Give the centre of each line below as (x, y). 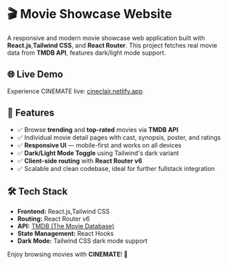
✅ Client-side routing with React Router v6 (80, 161)
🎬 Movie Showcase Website (90, 14)
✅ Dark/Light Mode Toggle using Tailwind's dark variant (98, 153)
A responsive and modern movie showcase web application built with (106, 38)
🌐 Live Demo (35, 74)
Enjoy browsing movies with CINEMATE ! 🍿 (68, 255)
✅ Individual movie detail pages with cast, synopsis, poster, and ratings (119, 137)
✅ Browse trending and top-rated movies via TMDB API (98, 129)
